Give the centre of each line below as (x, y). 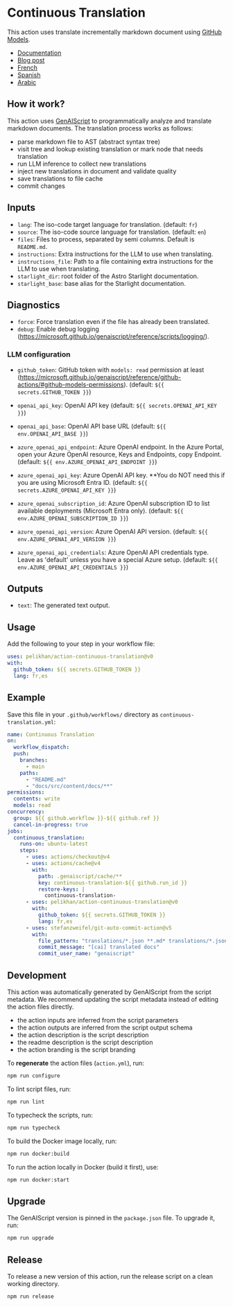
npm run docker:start (38, 1180)
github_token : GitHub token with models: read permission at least (111, 370)
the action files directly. (41, 1007)
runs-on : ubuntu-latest (54, 844)
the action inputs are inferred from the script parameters (98, 1020)
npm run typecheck (34, 1128)
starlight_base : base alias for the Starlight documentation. (101, 283)
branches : (34, 760)
